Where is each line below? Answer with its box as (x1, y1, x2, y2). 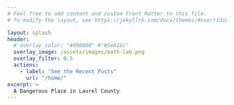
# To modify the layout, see (7, 17, 92, 24)
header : (7, 35, 30, 42)
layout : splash (7, 29, 52, 36)
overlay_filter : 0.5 (13, 55, 73, 63)
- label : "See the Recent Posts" (19, 67, 117, 75)
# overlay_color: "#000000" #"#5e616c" (13, 42, 130, 49)
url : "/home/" (25, 74, 68, 81)
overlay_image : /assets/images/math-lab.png (13, 49, 145, 56)
